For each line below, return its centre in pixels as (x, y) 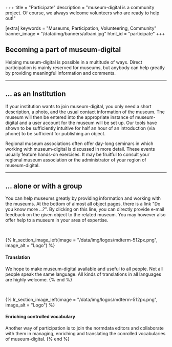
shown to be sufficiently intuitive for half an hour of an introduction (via (80, 128)
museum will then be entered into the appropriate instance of (70, 117)
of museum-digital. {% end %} (38, 339)
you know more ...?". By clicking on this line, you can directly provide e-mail (85, 209)
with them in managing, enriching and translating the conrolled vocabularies (85, 333)
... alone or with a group (44, 186)
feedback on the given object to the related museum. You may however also (85, 215)
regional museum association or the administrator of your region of (76, 160)
